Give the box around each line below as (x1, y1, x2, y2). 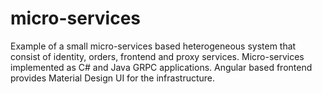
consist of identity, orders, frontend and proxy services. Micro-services (10, 50, 305, 62)
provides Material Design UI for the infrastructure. (10, 72, 216, 84)
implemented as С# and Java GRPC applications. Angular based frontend (10, 61, 313, 73)
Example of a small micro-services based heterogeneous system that (10, 40, 297, 52)
